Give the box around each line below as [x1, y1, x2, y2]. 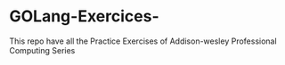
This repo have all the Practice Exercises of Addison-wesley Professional [9, 36, 278, 46]
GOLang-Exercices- [9, 6, 159, 27]
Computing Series [9, 45, 76, 55]
